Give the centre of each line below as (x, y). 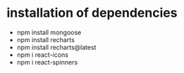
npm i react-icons (42, 55)
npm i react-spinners (47, 62)
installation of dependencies (92, 13)
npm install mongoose (49, 32)
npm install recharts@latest (56, 47)
